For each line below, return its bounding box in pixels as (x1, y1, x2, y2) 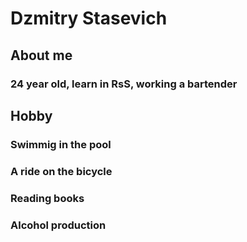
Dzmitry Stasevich (10, 7, 168, 30)
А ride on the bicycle (10, 164, 113, 178)
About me (10, 47, 73, 64)
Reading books (10, 191, 85, 205)
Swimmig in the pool (10, 137, 112, 151)
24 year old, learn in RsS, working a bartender (10, 77, 238, 91)
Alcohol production (10, 218, 107, 232)
